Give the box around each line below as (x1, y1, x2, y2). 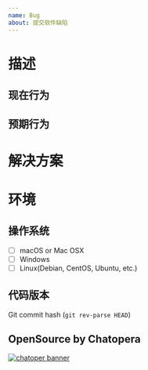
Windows (19, 254, 50, 263)
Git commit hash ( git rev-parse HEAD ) (8, 310, 132, 319)
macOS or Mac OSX (19, 245, 85, 255)
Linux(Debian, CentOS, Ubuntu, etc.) (19, 263, 138, 273)
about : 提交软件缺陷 (8, 19, 68, 27)
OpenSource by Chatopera (8, 332, 141, 346)
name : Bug (8, 11, 41, 20)
